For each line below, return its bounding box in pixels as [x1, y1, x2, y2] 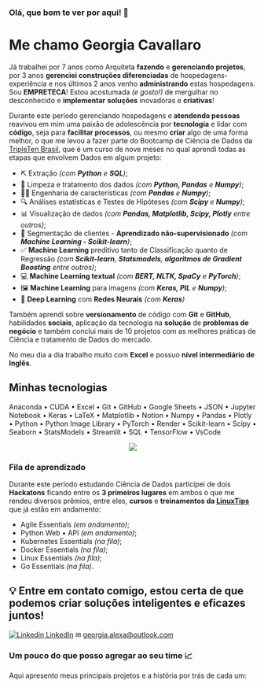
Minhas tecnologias [9, 381, 108, 394]
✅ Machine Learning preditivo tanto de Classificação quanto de [20, 245, 229, 254]
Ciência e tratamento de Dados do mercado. [9, 335, 152, 344]
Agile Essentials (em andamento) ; [20, 520, 130, 529]
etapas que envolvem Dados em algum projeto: [9, 153, 162, 162]
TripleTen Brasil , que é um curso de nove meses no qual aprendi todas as [9, 144, 246, 154]
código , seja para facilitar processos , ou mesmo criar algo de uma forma [9, 128, 248, 137]
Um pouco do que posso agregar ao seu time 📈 [9, 649, 193, 660]
